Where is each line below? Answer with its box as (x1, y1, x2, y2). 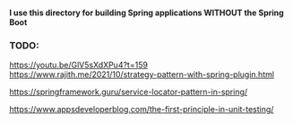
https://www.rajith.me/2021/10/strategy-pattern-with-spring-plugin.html (9, 68, 275, 80)
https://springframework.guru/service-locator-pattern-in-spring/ (9, 86, 248, 97)
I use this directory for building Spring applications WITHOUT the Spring (9, 7, 284, 18)
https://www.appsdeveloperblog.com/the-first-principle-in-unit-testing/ (9, 103, 274, 114)
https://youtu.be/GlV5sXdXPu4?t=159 (9, 59, 148, 70)
